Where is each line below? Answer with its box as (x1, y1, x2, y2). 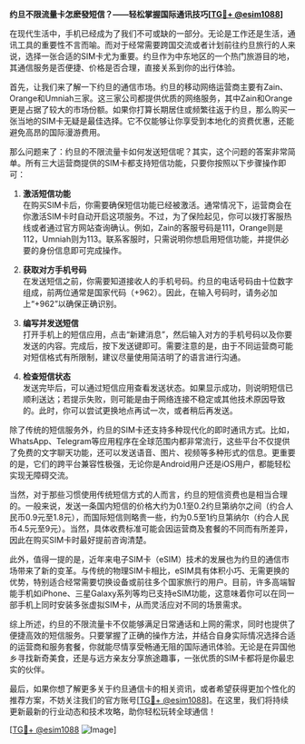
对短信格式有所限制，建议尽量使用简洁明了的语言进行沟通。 (22, 352, 246, 362)
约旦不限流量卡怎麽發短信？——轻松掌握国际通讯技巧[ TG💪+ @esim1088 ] (9, 9, 284, 19)
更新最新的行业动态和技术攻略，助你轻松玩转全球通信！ (9, 706, 216, 717)
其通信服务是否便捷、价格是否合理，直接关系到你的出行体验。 (9, 63, 241, 73)
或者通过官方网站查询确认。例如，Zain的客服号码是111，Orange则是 (30, 223, 284, 233)
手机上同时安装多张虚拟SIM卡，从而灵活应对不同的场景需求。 (16, 600, 247, 610)
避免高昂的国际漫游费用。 (9, 127, 105, 137)
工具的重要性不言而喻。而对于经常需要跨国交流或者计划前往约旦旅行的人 (16, 40, 288, 50)
